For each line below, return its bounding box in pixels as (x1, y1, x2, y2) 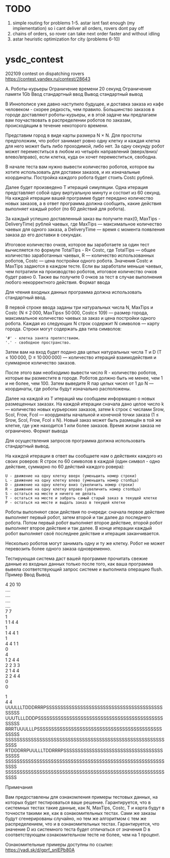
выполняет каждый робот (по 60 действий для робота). (5, 206, 126, 212)
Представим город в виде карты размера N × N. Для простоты (5, 132, 142, 138)
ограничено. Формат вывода (5, 428, 68, 434)
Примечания (5, 784, 33, 790)
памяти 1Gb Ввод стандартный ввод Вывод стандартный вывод (5, 91, 143, 97)
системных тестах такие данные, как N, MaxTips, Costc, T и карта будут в (5, 804, 165, 811)
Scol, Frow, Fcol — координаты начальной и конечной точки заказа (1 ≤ (5, 412, 159, 418)
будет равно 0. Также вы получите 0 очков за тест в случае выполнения (5, 274, 162, 280)
